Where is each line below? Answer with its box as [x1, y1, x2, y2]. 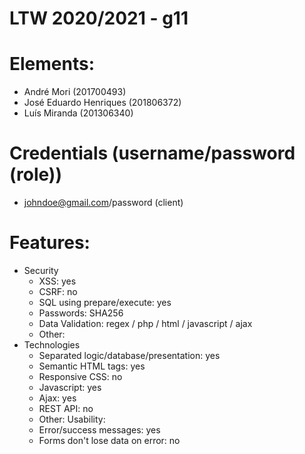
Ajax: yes [38, 392, 77, 404]
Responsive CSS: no [38, 371, 123, 382]
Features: [9, 232, 91, 254]
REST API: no [38, 403, 94, 414]
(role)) [9, 163, 62, 186]
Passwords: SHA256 [38, 307, 124, 319]
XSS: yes [38, 275, 77, 287]
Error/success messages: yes [38, 424, 161, 436]
